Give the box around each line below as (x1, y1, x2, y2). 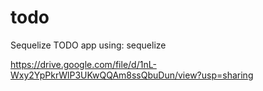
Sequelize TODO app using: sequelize (10, 39, 167, 51)
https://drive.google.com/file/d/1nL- (10, 58, 157, 70)
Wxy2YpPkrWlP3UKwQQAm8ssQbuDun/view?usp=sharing (10, 69, 254, 81)
